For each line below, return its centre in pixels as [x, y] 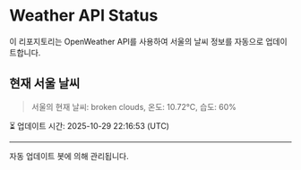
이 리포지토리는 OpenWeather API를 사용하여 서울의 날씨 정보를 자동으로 [137, 41]
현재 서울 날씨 [45, 84]
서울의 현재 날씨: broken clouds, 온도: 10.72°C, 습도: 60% [134, 106]
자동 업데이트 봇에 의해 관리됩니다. [69, 156]
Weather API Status [84, 16]
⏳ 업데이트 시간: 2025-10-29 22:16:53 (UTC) [90, 125]
